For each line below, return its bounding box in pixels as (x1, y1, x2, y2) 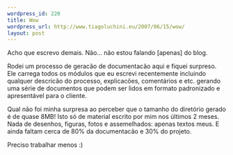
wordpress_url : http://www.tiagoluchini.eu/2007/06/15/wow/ (7, 23, 186, 30)
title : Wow (7, 17, 39, 24)
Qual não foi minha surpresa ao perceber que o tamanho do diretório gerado (7, 105, 227, 113)
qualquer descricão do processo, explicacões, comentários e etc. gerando (7, 77, 221, 85)
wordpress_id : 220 (7, 10, 61, 17)
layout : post (7, 29, 45, 37)
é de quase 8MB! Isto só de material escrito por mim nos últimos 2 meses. (7, 113, 220, 121)
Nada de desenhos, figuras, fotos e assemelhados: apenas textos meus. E (7, 120, 220, 129)
